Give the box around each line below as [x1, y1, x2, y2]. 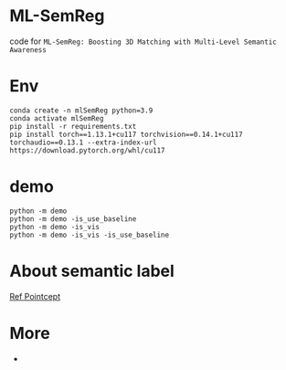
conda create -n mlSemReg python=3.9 [9, 106, 154, 115]
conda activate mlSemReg [9, 113, 104, 123]
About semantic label [9, 261, 175, 281]
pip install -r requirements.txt [9, 122, 137, 131]
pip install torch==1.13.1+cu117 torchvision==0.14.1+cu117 [9, 130, 244, 139]
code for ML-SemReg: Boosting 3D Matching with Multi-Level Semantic [9, 36, 277, 47]
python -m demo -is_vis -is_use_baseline [9, 230, 170, 239]
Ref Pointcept [9, 291, 61, 301]
